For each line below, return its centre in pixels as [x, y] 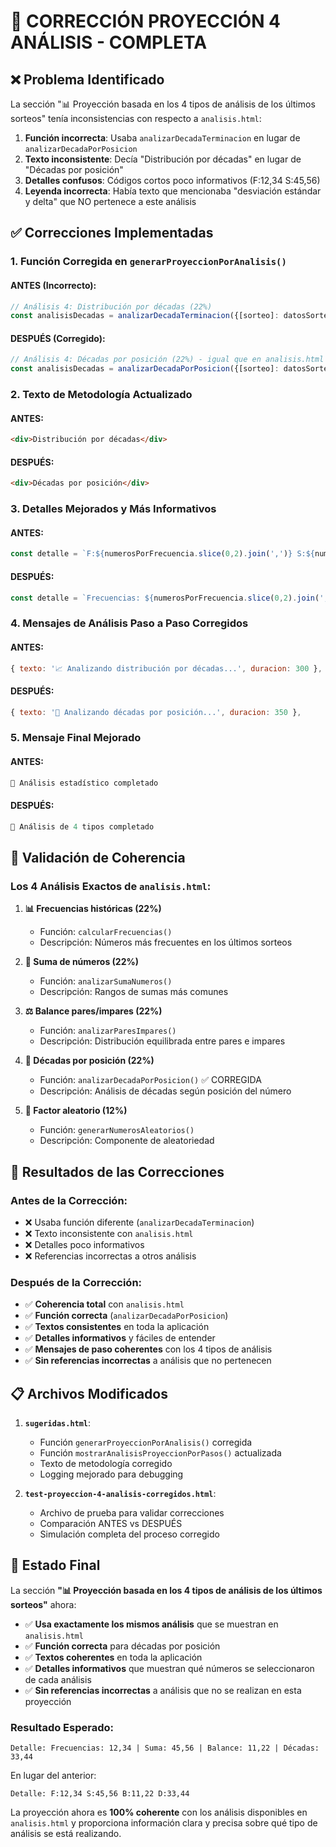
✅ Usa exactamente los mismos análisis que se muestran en [151, 1624]
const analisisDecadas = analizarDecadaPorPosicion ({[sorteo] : [145, 369]
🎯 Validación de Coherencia [98, 857]
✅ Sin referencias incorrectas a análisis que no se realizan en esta [163, 1690]
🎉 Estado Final [55, 1565]
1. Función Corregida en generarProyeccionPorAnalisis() [148, 262]
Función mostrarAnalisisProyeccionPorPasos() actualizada [160, 1453]
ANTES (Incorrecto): [53, 285]
